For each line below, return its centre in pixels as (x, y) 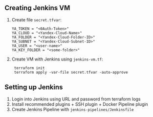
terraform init (29, 68)
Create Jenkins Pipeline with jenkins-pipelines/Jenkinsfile (73, 109)
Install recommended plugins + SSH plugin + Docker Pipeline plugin (80, 104)
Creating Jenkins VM (37, 8)
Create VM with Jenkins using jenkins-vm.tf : (57, 59)
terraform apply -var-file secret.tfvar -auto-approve (71, 72)
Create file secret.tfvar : (36, 19)
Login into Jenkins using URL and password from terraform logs (76, 99)
